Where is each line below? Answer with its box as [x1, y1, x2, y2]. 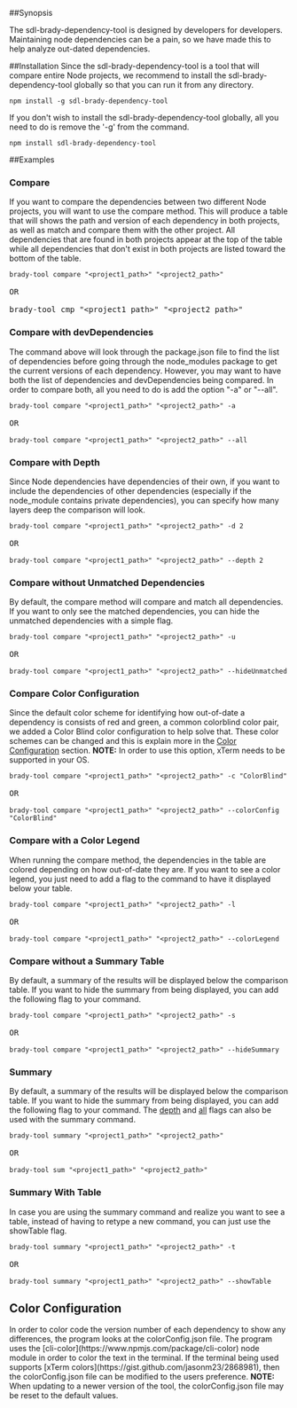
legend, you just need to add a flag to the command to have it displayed [9, 873, 271, 884]
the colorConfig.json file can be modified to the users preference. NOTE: [9, 1372, 275, 1382]
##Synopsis [9, 8, 53, 18]
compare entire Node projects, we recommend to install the [9, 70, 227, 81]
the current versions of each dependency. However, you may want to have [9, 365, 282, 376]
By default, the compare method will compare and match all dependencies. [9, 597, 284, 607]
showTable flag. [9, 1225, 67, 1236]
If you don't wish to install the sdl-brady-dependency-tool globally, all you [9, 113, 279, 122]
